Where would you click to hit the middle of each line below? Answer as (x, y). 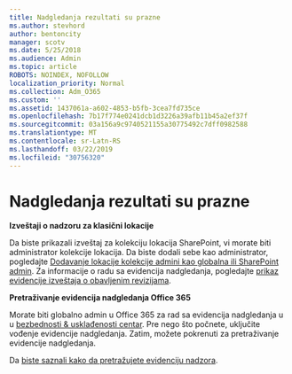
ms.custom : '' (36, 100)
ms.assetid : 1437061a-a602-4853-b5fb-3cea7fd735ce (105, 108)
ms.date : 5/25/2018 (45, 51)
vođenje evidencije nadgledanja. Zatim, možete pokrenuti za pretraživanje (144, 334)
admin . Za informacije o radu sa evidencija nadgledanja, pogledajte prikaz (144, 271)
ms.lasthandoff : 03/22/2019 (61, 149)
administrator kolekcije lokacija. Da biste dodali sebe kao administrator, (139, 253)
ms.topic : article (43, 67)
